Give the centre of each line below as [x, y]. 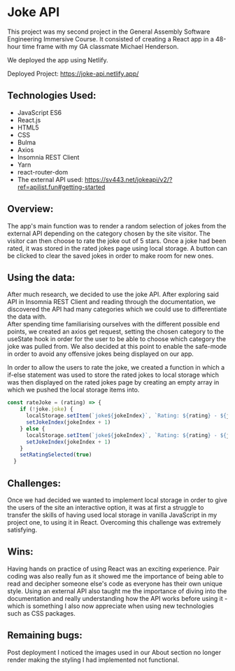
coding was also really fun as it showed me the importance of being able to [115, 576]
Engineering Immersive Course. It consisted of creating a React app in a [111, 39]
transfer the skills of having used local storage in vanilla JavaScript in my [112, 515]
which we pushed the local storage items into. [73, 390]
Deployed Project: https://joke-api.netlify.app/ [73, 74]
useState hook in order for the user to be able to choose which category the [116, 339]
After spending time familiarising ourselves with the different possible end [114, 324]
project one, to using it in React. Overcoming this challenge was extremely [114, 522]
